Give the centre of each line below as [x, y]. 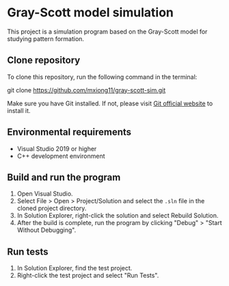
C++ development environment [61, 156]
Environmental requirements [69, 132]
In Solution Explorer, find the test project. [75, 268]
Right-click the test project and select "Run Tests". [88, 276]
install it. [19, 110]
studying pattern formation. [45, 38]
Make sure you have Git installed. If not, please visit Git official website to [110, 103]
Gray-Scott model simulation [91, 13]
